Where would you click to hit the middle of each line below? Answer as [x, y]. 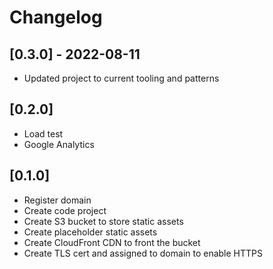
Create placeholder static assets [90, 232]
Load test [43, 133]
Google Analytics [59, 144]
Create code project [65, 210]
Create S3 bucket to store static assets [103, 221]
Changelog [56, 17]
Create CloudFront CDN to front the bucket [112, 242]
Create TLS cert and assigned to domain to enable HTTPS [143, 253]
